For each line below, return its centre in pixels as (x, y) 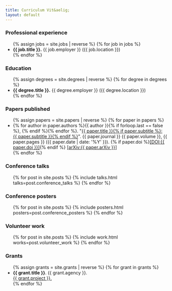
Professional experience (36, 33)
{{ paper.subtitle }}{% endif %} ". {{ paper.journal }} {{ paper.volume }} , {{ (90, 137)
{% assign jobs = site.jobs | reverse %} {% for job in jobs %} (77, 44)
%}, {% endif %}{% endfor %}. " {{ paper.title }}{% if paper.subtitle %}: (88, 131)
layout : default (23, 15)
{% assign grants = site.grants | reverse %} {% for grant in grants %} (86, 267)
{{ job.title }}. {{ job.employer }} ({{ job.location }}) (66, 49)
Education (18, 68)
